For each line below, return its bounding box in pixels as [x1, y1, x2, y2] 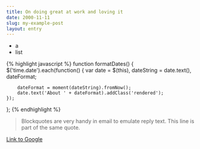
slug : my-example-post [6, 20, 64, 26]
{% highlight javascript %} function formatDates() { [6, 60, 134, 68]
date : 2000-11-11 [6, 14, 50, 21]
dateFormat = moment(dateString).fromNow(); [17, 85, 132, 91]
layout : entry [6, 25, 42, 32]
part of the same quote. [21, 124, 81, 132]
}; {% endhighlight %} [6, 106, 61, 113]
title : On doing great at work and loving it [6, 8, 123, 15]
